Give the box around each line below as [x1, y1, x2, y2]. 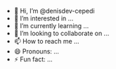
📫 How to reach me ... [13, 37, 79, 45]
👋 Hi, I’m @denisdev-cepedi [13, 7, 95, 15]
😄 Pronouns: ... [13, 47, 60, 56]
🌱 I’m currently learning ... [13, 22, 89, 30]
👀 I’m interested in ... [13, 14, 74, 23]
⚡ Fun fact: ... [13, 55, 53, 63]
